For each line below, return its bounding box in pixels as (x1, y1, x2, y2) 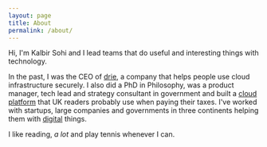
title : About (8, 19, 52, 27)
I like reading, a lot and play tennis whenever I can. (8, 130, 175, 139)
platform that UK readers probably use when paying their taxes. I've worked (8, 97, 257, 107)
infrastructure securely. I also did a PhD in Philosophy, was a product (8, 80, 234, 90)
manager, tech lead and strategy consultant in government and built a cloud (8, 89, 257, 99)
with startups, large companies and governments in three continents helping (8, 106, 259, 115)
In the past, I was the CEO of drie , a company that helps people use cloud (8, 72, 250, 82)
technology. (8, 56, 48, 66)
